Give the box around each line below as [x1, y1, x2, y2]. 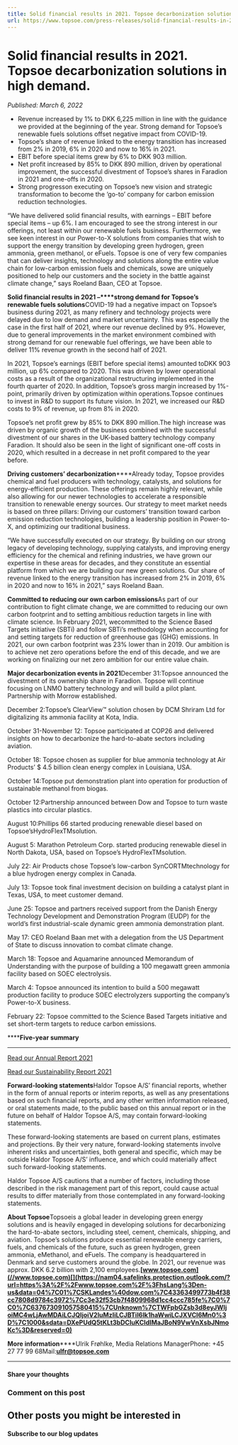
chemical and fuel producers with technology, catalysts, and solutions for [7, 477, 222, 486]
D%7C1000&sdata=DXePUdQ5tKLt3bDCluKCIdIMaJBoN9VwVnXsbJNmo [7, 1318, 229, 1327]
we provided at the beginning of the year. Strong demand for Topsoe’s [17, 122, 222, 131]
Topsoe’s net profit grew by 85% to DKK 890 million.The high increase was [7, 418, 226, 427]
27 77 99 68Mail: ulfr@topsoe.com [7, 1347, 110, 1356]
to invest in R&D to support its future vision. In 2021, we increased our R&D [7, 397, 225, 406]
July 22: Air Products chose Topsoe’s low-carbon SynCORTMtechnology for [7, 862, 230, 871]
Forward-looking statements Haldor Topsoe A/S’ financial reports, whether [7, 1081, 227, 1090]
